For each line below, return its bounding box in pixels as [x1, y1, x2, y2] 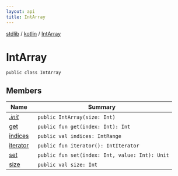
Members [6, 85, 42, 95]
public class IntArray [6, 70, 61, 76]
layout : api [6, 8, 35, 15]
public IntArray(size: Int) [37, 114, 116, 120]
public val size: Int [37, 161, 98, 168]
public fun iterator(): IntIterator [37, 143, 139, 149]
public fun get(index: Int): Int [37, 123, 131, 130]
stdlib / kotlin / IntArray [6, 30, 61, 37]
